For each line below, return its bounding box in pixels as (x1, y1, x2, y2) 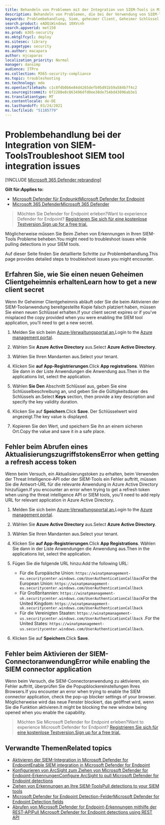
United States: (19, 621, 49, 627)
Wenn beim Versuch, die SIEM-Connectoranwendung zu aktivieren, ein (5, 678, 149, 684)
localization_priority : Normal (5, 58, 69, 63)
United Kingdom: (19, 600, 54, 606)
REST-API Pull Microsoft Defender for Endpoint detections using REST (12, 809, 153, 815)
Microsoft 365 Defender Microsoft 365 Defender (12, 201, 110, 207)
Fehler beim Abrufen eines (5, 443, 88, 451)
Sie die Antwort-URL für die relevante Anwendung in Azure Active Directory (5, 481, 158, 488)
